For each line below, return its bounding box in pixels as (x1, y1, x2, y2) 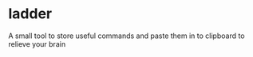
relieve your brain (8, 39, 66, 48)
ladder (8, 5, 53, 23)
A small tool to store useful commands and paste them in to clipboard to (8, 31, 245, 40)
